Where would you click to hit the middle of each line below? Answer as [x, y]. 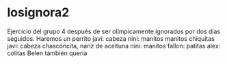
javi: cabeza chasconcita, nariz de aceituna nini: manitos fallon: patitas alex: [114, 46]
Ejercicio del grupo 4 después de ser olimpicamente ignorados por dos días [114, 31]
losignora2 [38, 13]
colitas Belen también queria [47, 53]
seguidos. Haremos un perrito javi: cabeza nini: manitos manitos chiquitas [111, 38]
